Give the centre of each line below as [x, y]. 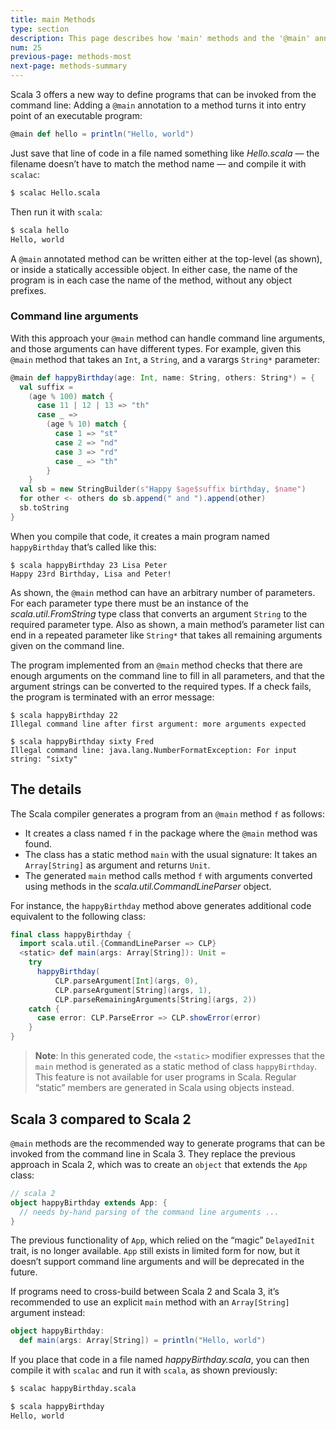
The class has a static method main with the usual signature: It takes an [171, 854]
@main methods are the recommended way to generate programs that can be [168, 1143]
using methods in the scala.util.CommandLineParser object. [148, 886]
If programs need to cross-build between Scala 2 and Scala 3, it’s [145, 1292]
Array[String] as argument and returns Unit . [117, 865]
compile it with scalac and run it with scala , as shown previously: [144, 1370]
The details [46, 789]
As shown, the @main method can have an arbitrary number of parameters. [163, 592]
